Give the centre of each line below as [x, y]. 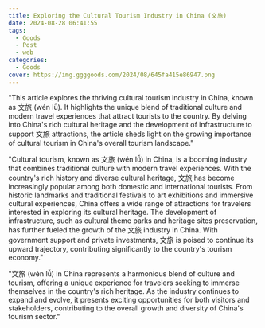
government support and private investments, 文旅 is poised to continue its [131, 240]
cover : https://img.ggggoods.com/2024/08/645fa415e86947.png [112, 75]
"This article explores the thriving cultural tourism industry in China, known [131, 97]
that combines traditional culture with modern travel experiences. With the [130, 168]
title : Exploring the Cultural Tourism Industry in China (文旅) [118, 16]
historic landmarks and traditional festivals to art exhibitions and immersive [131, 195]
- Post [26, 45]
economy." [26, 257]
